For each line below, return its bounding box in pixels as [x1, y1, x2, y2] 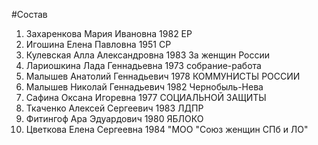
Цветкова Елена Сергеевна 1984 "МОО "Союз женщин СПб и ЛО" [25, 124, 309, 135]
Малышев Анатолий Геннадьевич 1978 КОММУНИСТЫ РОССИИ [25, 70, 301, 82]
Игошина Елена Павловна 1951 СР [25, 39, 172, 50]
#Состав [11, 9, 48, 20]
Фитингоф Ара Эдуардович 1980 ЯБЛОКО [25, 113, 204, 124]
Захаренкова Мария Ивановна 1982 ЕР [25, 28, 193, 39]
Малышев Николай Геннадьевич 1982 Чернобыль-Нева [25, 81, 264, 93]
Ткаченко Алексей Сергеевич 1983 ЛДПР [25, 102, 204, 114]
